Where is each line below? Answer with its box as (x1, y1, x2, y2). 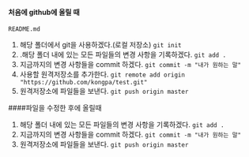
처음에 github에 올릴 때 (8, 7, 81, 17)
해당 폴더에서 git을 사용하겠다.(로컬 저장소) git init (19, 40, 182, 50)
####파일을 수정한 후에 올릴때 (8, 103, 102, 113)
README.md (8, 25, 41, 33)
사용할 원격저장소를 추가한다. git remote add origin (19, 69, 186, 79)
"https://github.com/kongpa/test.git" (19, 79, 148, 87)
